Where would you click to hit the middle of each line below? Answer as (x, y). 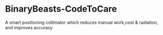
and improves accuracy (29, 27)
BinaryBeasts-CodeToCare (61, 9)
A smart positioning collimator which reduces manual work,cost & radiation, (82, 22)
